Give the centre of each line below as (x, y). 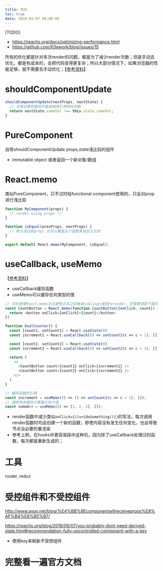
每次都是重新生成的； (42, 441)
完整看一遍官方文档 (43, 562)
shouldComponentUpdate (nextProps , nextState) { (54, 102)
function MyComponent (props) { (37, 209)
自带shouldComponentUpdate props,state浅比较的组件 (60, 149)
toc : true (15, 14)
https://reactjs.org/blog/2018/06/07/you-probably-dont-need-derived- (76, 526)
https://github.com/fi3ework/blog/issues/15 (55, 47)
